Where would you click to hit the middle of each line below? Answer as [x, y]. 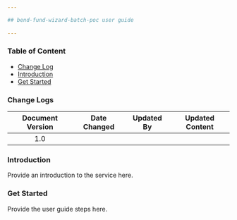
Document [40, 118]
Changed [99, 127]
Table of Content [37, 51]
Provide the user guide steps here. [57, 209]
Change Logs [31, 99]
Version [40, 127]
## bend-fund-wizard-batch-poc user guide [71, 20]
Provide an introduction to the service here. [71, 175]
